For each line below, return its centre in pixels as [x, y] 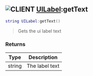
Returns [15, 44]
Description [43, 57]
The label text [43, 66]
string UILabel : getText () [33, 21]
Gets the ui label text [39, 31]
